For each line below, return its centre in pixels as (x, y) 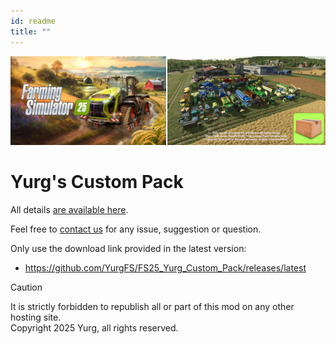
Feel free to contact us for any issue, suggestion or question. (136, 229)
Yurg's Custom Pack (97, 182)
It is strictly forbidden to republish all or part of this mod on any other (152, 306)
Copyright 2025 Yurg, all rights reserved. (94, 327)
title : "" (31, 31)
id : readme (33, 21)
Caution (26, 287)
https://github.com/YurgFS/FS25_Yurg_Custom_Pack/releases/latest (165, 267)
